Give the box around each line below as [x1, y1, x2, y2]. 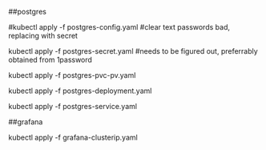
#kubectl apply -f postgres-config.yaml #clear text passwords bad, [8, 22, 231, 31]
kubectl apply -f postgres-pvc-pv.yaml [8, 71, 136, 79]
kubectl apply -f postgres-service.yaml [8, 102, 138, 111]
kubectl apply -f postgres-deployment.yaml [8, 86, 152, 95]
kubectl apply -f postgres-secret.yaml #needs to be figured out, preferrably [8, 47, 258, 55]
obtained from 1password [8, 55, 92, 64]
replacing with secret [8, 31, 79, 40]
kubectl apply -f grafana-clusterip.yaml [8, 132, 138, 142]
